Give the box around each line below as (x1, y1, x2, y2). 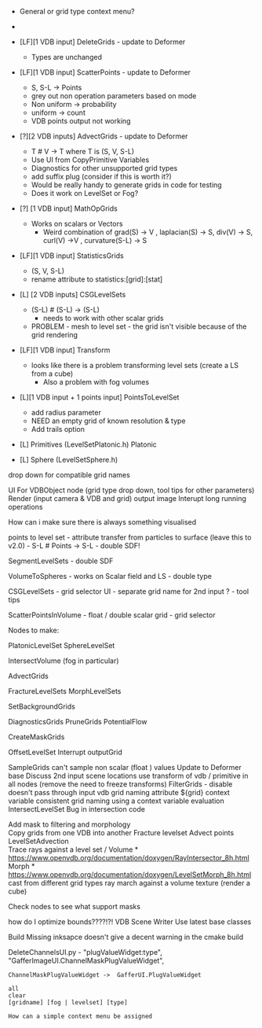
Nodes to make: (8, 625, 60, 635)
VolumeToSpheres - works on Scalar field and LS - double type (8, 572, 212, 580)
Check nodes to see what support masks (8, 902, 141, 911)
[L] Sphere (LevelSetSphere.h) (19, 455, 118, 464)
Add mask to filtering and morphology (8, 820, 131, 829)
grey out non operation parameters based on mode (31, 91, 197, 101)
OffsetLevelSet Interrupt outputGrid (8, 747, 123, 757)
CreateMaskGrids (8, 732, 65, 742)
